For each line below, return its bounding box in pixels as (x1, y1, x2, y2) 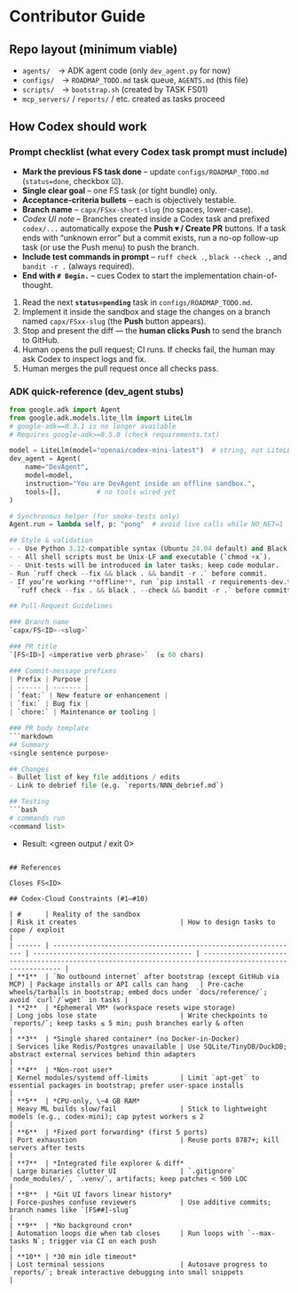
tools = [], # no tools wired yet (25, 487, 176, 496)
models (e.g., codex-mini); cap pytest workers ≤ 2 (9, 1112, 204, 1121)
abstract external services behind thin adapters (9, 1049, 197, 1059)
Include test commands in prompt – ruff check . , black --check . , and (21, 251, 287, 261)
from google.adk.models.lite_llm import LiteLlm (9, 414, 192, 422)
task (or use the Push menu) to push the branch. (21, 242, 200, 253)
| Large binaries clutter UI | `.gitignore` (9, 1167, 237, 1176)
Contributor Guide (9, 6, 146, 27)
